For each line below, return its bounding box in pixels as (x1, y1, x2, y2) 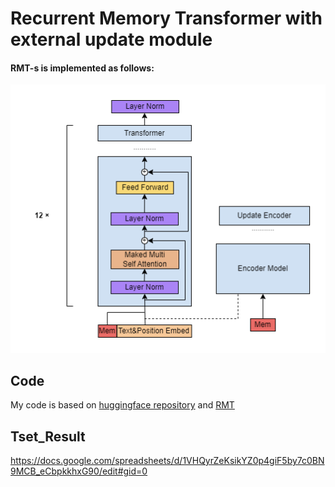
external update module (10, 28, 213, 51)
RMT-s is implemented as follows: (10, 62, 155, 74)
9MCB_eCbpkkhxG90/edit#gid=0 (10, 465, 148, 477)
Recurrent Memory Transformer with (10, 7, 323, 30)
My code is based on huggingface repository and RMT (10, 399, 235, 411)
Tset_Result (10, 428, 86, 445)
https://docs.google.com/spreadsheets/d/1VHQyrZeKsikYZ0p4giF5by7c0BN (10, 455, 325, 467)
